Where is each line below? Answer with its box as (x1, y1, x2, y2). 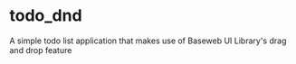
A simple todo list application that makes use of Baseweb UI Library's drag (9, 35, 287, 46)
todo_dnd (9, 5, 83, 26)
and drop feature (9, 44, 72, 55)
